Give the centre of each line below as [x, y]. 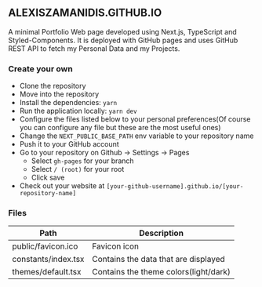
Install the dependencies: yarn [68, 103]
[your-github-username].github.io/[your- [175, 187]
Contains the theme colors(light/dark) [162, 272]
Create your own [40, 68]
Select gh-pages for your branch [83, 161]
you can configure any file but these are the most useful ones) [120, 128]
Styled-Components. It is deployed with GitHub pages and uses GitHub [123, 40]
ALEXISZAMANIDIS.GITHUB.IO [85, 13]
